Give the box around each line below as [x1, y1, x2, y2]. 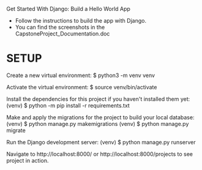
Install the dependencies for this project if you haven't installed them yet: [6, 95, 190, 103]
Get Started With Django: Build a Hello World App [6, 6, 130, 12]
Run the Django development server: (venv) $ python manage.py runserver [6, 138, 196, 146]
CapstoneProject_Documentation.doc [15, 30, 110, 37]
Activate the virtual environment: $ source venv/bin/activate [6, 83, 157, 91]
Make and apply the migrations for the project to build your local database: [6, 113, 195, 121]
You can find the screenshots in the [15, 24, 105, 31]
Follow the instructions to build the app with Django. [15, 17, 147, 24]
